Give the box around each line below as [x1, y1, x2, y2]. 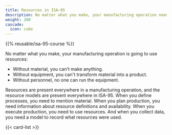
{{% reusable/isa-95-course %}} [5, 41, 75, 47]
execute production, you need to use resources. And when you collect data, [5, 109, 165, 115]
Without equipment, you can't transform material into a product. [12, 71, 147, 78]
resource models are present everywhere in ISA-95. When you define [5, 92, 152, 99]
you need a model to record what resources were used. [5, 114, 122, 121]
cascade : [5, 22, 24, 27]
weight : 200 [5, 17, 31, 22]
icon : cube [10, 27, 33, 32]
